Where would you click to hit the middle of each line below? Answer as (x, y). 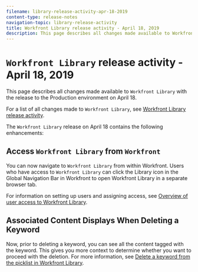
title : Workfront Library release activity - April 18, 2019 (83, 28)
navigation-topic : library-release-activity (62, 22)
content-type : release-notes (42, 17)
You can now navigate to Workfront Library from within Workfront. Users (95, 165)
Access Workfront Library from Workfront (83, 152)
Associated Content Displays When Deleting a (93, 220)
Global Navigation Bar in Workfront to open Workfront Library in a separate (97, 178)
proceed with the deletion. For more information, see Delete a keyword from (98, 256)
